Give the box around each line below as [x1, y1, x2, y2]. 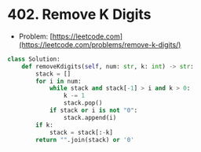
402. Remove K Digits [7, 6, 152, 24]
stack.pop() [63, 99, 103, 107]
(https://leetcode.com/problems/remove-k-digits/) [18, 39, 181, 49]
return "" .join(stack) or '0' [35, 135, 134, 143]
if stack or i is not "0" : [49, 106, 138, 115]
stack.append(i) [63, 113, 117, 121]
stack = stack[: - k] [49, 128, 113, 136]
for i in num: [35, 77, 82, 85]
